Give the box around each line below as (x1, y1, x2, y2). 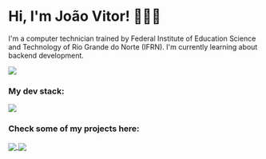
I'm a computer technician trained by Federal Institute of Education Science (8, 34, 256, 43)
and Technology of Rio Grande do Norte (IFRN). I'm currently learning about (8, 42, 258, 51)
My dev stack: (8, 85, 65, 97)
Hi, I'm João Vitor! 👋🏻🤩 (8, 7, 161, 26)
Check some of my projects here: (8, 123, 140, 134)
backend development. (8, 50, 84, 60)
